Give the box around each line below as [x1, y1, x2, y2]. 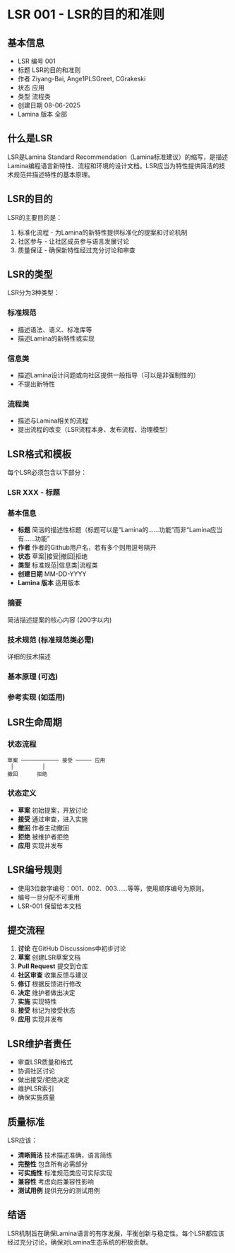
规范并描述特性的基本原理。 [13, 170, 94, 179]
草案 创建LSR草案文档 [17, 953, 81, 962]
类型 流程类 [17, 93, 51, 100]
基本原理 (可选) [7, 671, 59, 681]
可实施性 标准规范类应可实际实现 [17, 1169, 113, 1177]
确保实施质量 [17, 1093, 55, 1102]
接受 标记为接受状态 [17, 1006, 76, 1015]
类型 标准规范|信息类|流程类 [17, 561, 99, 570]
